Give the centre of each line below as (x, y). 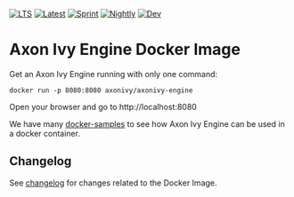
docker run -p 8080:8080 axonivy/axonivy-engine (101, 90)
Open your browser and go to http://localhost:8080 (103, 106)
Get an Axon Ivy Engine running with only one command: (114, 74)
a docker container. (45, 133)
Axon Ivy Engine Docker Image (125, 50)
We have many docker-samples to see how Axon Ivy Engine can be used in (147, 123)
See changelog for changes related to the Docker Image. (113, 183)
